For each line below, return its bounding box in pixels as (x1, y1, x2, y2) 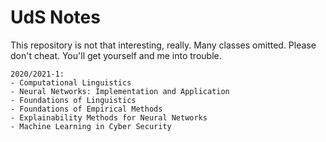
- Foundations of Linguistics (10, 95, 137, 105)
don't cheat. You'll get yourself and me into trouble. (10, 49, 222, 61)
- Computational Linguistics (10, 77, 132, 88)
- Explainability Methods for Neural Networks (10, 112, 208, 123)
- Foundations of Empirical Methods (10, 104, 163, 114)
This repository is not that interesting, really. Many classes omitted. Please (10, 39, 317, 51)
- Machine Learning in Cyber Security (10, 121, 172, 131)
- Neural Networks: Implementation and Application (10, 86, 230, 96)
